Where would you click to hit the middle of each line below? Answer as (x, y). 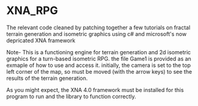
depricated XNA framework (41, 40)
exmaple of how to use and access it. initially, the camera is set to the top (99, 65)
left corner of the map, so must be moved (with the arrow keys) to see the (99, 71)
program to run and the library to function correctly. (71, 96)
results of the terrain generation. (47, 78)
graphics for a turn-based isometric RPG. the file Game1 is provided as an (99, 58)
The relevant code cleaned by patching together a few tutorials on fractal (98, 27)
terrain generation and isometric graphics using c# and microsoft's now (97, 34)
